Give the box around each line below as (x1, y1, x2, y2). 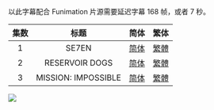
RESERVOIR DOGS (44, 58, 113, 68)
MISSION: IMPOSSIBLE (36, 72, 121, 83)
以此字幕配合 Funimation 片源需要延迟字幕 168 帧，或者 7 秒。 (8, 7, 211, 16)
